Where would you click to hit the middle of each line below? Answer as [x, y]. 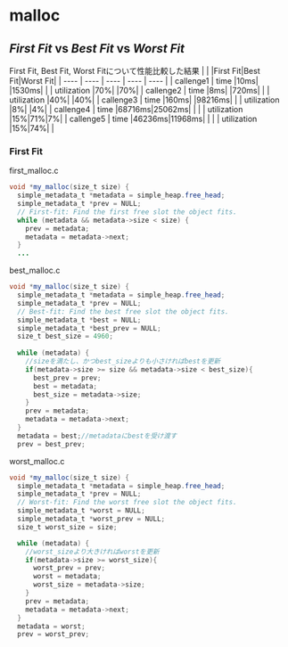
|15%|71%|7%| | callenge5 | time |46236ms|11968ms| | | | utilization [133, 119]
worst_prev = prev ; [69, 568]
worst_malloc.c [37, 461]
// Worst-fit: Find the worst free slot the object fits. [128, 503]
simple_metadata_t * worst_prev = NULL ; [91, 519]
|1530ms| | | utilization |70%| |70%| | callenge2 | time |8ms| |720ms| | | [140, 90]
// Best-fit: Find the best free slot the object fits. [123, 311]
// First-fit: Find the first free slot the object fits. [128, 212]
